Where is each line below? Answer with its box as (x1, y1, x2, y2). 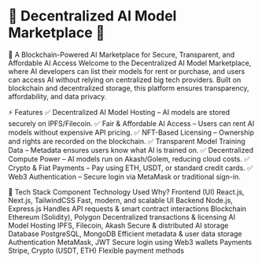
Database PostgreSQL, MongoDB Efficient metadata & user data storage (8, 228, 242, 239)
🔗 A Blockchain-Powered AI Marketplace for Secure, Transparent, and (8, 50, 235, 59)
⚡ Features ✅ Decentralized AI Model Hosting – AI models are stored (8, 107, 231, 117)
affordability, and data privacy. (8, 91, 107, 101)
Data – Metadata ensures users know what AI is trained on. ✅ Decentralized (8, 145, 254, 154)
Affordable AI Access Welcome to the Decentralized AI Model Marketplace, (8, 58, 252, 68)
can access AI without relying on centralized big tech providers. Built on (8, 75, 242, 84)
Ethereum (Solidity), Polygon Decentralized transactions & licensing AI (8, 212, 236, 221)
